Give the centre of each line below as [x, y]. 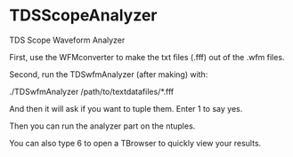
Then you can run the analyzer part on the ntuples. [102, 126]
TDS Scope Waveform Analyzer [67, 40]
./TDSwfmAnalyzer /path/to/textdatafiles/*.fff [92, 91]
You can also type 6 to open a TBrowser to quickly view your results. [135, 143]
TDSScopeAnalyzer [83, 16]
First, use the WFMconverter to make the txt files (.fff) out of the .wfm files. [147, 57]
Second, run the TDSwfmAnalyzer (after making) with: [109, 74]
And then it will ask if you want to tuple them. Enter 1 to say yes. [126, 108]
